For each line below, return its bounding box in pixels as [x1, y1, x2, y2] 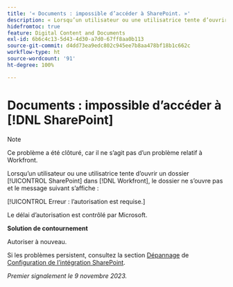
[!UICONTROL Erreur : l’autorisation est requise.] [7, 197, 146, 205]
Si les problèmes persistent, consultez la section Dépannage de [7, 250, 189, 259]
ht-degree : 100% [7, 62, 54, 68]
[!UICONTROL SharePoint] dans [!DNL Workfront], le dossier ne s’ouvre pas [7, 176, 223, 185]
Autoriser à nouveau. [7, 237, 67, 246]
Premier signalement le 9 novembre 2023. [7, 271, 127, 280]
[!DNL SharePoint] [7, 112, 114, 128]
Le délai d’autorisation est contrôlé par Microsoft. [7, 210, 148, 219]
